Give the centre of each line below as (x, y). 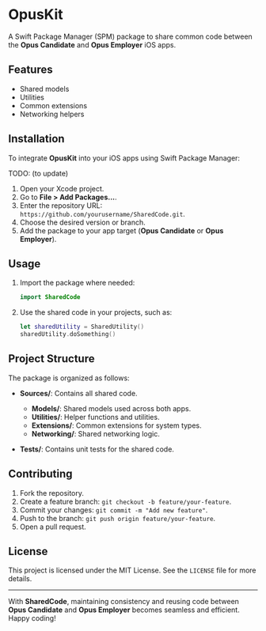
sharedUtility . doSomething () (68, 334)
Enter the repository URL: (61, 205)
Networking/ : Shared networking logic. (95, 433)
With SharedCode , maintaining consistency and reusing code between (124, 602)
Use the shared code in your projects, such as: (96, 312)
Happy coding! (32, 618)
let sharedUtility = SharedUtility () (82, 327)
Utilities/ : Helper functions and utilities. (95, 417)
